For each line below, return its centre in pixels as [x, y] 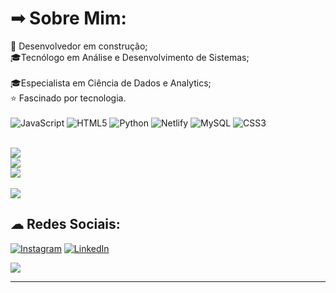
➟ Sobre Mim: [68, 18]
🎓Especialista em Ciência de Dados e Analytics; [111, 83]
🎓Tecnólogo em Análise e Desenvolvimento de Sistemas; [130, 57]
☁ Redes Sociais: [65, 224]
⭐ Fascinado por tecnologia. [68, 98]
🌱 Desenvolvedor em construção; [79, 46]
